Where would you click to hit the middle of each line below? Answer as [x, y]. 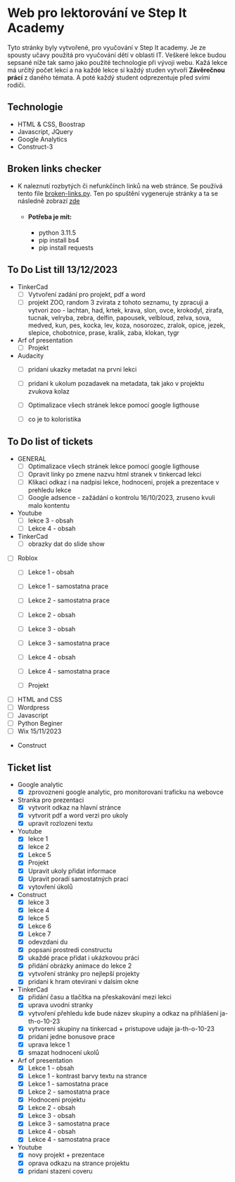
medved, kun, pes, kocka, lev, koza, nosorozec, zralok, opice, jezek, [127, 325]
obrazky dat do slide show [66, 544]
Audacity [31, 355]
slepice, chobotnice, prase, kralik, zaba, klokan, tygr [103, 332]
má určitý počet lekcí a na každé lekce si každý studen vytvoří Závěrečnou [116, 70]
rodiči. [17, 85]
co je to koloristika [55, 419]
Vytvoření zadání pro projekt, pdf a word [87, 294]
